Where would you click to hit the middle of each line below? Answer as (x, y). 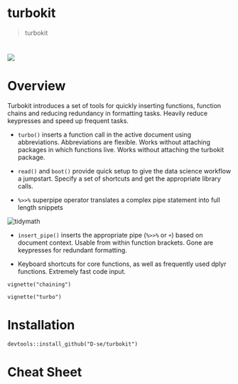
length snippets (40, 208)
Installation (41, 325)
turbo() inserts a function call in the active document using (104, 135)
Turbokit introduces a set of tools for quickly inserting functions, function (114, 106)
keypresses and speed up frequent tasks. (68, 121)
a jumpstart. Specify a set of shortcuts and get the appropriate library (119, 178)
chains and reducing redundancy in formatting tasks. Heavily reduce (108, 113)
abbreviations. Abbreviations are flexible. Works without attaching (114, 142)
